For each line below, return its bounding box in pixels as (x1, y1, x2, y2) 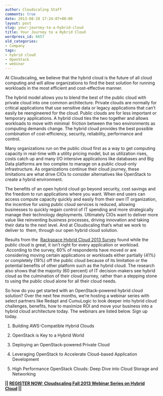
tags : (5, 48, 16, 53)
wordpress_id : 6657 (5, 35, 45, 39)
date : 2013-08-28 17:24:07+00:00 (5, 16, 73, 21)
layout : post (5, 20, 32, 26)
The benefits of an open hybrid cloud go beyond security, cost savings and (5, 186, 156, 192)
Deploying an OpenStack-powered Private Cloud (12, 342, 110, 348)
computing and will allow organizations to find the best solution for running (5, 80, 155, 86)
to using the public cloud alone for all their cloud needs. (5, 278, 117, 284)
